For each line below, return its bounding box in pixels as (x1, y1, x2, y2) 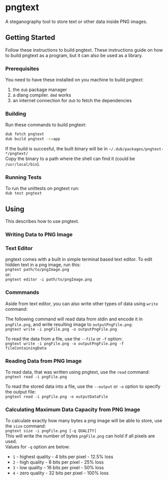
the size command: (5, 423, 46, 429)
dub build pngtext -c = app (5, 136, 60, 142)
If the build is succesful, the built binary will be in (5, 146, 108, 152)
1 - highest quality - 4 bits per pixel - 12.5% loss (12, 454, 114, 460)
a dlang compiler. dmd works (12, 92, 71, 98)
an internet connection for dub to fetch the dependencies (12, 98, 132, 104)
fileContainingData (5, 346, 47, 351)
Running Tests (5, 174, 42, 181)
